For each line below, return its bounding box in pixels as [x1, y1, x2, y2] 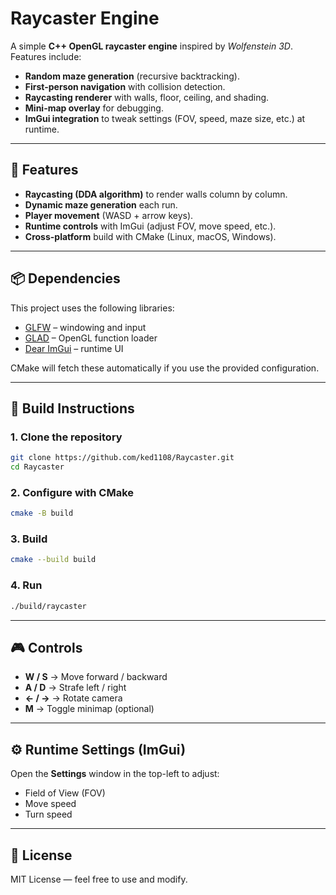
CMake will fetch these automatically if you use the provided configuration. [10, 362, 320, 374]
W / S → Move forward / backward [24, 671, 168, 683]
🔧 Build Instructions [10, 400, 135, 417]
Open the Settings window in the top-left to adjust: [10, 768, 220, 780]
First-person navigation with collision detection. [24, 80, 226, 92]
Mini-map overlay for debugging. [24, 102, 164, 114]
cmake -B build [10, 508, 74, 519]
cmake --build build [10, 555, 97, 565]
